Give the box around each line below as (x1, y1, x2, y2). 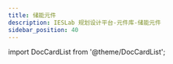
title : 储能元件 (8, 11, 56, 20)
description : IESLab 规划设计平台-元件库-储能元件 (8, 19, 162, 27)
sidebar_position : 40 (8, 26, 79, 34)
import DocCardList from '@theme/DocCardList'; (8, 48, 166, 57)
